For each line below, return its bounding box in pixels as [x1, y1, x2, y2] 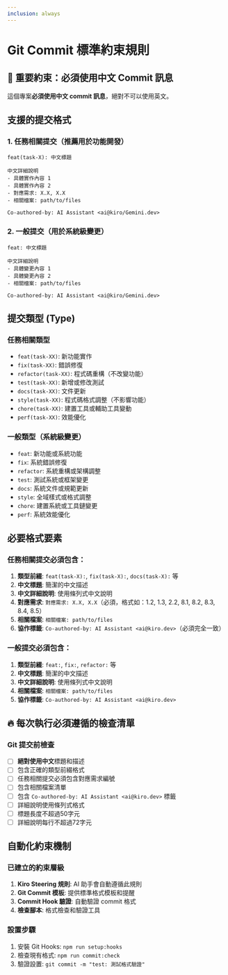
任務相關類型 [7, 335, 51, 345]
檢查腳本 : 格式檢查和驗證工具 [17, 906, 101, 915]
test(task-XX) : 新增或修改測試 [17, 378, 104, 386]
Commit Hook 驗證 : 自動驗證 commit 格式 [17, 897, 137, 906]
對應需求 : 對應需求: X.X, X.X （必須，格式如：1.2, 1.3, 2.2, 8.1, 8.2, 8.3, [17, 598, 215, 607]
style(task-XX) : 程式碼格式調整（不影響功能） [17, 395, 151, 404]
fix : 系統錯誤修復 [17, 458, 67, 466]
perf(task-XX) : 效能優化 [17, 413, 86, 421]
